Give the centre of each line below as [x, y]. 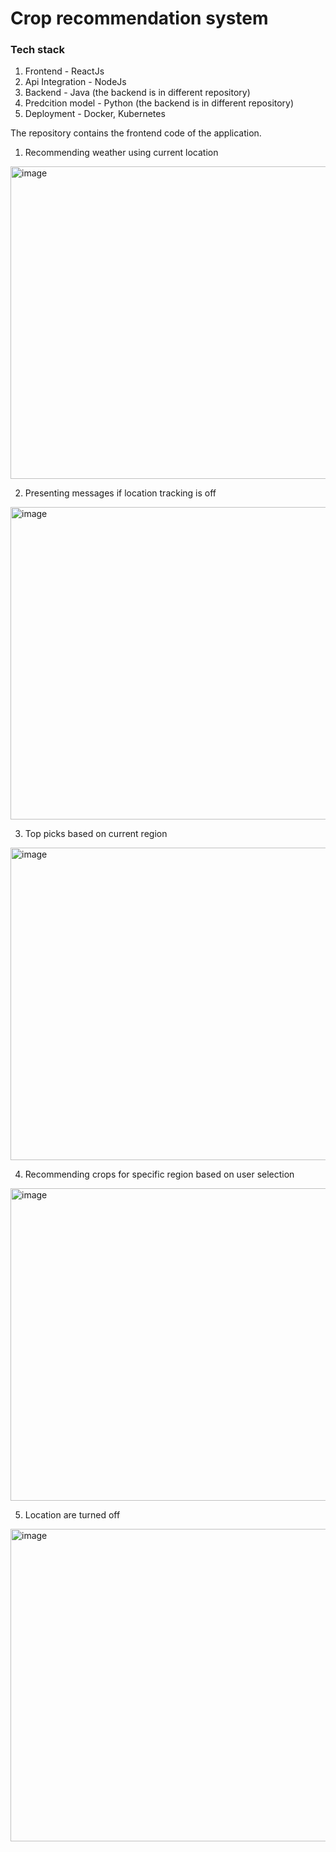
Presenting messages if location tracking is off [120, 493]
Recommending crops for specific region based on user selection [159, 1174]
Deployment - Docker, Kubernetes [95, 114]
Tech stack [37, 50]
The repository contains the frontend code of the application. [136, 133]
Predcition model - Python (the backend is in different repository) [159, 103]
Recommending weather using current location [121, 153]
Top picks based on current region [96, 834]
